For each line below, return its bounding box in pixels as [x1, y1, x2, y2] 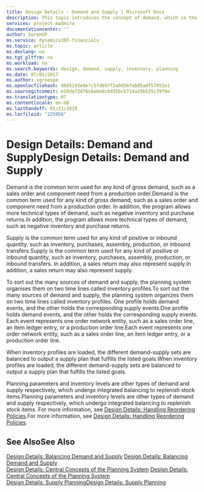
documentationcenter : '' [6, 26, 69, 32]
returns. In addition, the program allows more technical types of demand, [6, 216, 188, 223]
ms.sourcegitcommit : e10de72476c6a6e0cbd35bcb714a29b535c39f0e [6, 89, 171, 95]
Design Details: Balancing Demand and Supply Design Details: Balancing [6, 453, 188, 460]
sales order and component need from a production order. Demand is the [6, 190, 189, 197]
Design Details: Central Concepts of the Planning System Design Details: [6, 466, 189, 473]
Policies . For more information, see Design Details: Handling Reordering [6, 413, 185, 420]
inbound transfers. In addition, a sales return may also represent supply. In [6, 260, 191, 267]
